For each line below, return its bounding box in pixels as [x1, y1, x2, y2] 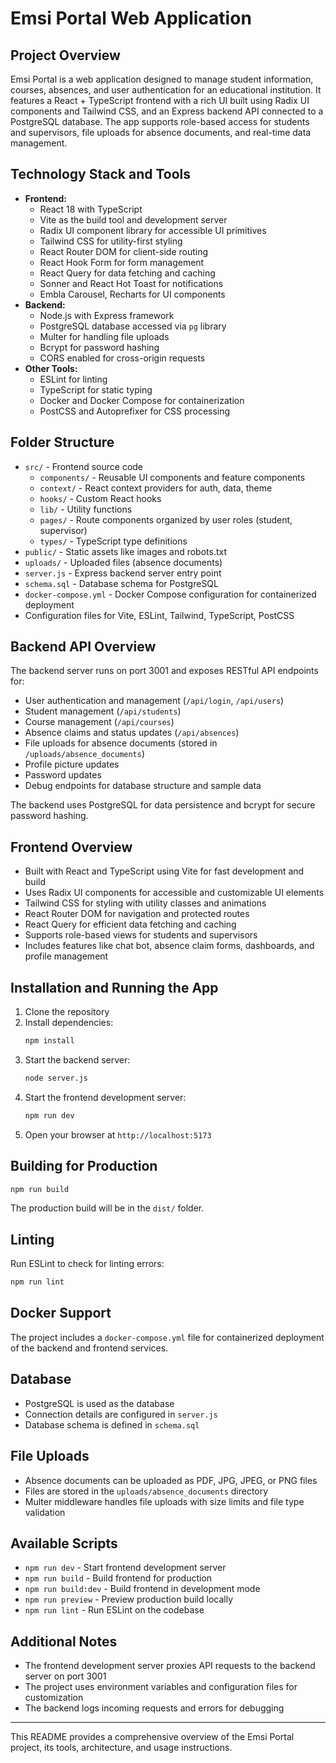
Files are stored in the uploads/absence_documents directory [24, 1485, 269, 1497]
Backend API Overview [10, 638, 157, 656]
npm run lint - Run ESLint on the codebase [24, 1604, 205, 1616]
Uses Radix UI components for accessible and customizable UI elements [24, 887, 325, 899]
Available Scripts [10, 1535, 118, 1552]
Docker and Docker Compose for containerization [39, 394, 245, 406]
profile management [24, 950, 109, 962]
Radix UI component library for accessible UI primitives [39, 224, 267, 236]
